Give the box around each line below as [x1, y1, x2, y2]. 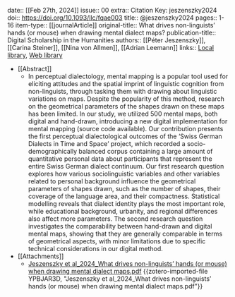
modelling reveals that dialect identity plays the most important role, [28, 200, 226, 207]
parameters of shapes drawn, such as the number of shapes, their [28, 185, 221, 193]
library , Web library [7, 51, 63, 59]
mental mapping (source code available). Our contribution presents [28, 125, 224, 133]
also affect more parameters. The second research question [28, 214, 203, 223]
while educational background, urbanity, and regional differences [28, 207, 218, 215]
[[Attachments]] [17, 252, 64, 260]
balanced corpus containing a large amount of [78, 147, 213, 155]
